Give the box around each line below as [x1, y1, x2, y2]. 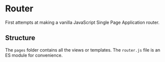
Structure [5, 34, 36, 42]
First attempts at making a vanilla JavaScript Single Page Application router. [5, 19, 160, 25]
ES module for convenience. [5, 52, 63, 58]
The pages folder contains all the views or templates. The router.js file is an [5, 47, 161, 53]
